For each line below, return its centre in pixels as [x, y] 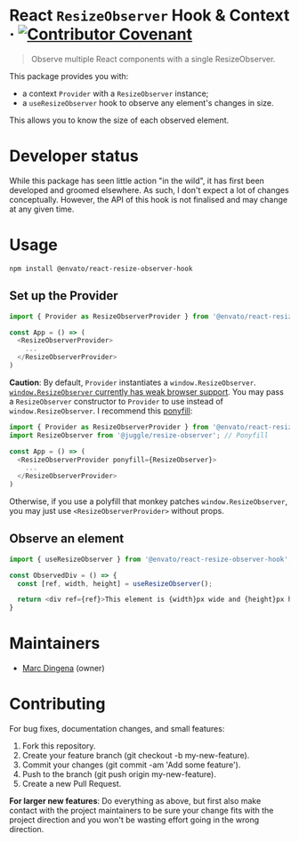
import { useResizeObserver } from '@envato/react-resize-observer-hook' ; [151, 559]
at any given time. [42, 209]
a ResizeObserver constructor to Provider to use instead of [117, 401]
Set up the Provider [64, 296]
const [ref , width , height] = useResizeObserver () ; [115, 583]
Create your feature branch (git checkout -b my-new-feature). [136, 756]
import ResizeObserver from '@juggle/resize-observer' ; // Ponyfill [139, 435]
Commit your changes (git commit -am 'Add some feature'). [131, 765]
